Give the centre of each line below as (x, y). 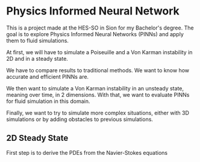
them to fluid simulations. (38, 40)
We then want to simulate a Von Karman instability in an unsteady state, (95, 88)
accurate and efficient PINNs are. (48, 76)
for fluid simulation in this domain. (48, 101)
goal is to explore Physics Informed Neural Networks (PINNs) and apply (95, 34)
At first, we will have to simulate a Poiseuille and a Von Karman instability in (99, 52)
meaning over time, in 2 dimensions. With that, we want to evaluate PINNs (98, 95)
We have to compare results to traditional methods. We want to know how (98, 70)
